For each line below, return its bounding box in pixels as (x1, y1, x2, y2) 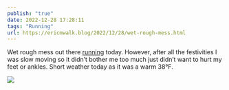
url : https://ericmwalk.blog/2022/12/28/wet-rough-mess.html (7, 29, 186, 36)
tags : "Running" (7, 23, 54, 30)
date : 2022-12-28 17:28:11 (7, 16, 85, 23)
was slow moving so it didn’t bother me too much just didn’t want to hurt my (7, 56, 222, 64)
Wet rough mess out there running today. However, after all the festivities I (7, 48, 217, 56)
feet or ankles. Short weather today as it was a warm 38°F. (7, 63, 173, 71)
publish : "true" (7, 10, 54, 17)
